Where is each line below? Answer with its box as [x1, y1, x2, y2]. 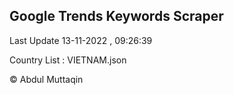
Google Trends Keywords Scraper [9, 8, 224, 25]
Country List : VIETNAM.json [9, 54, 127, 66]
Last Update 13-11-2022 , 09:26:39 [9, 34, 153, 46]
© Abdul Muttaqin [9, 73, 84, 85]
